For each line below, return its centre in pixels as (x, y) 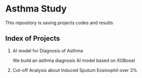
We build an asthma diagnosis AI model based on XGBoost (74, 60)
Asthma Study (36, 9)
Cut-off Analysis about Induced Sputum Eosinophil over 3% (75, 70)
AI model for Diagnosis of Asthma (48, 50)
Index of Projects (33, 38)
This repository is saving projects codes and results (59, 23)
